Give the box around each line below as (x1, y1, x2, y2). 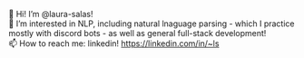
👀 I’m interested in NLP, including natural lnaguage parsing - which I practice (8, 18, 295, 29)
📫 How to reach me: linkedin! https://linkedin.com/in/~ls (8, 38, 220, 49)
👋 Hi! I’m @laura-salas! (8, 9, 93, 19)
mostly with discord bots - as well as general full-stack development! (8, 28, 267, 38)
